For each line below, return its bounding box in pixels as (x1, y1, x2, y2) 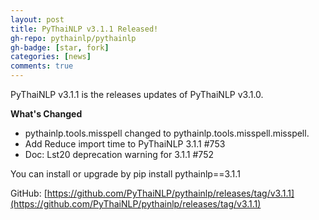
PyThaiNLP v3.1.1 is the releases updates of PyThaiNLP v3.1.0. (10, 89, 264, 100)
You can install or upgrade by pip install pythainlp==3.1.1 (10, 168, 241, 180)
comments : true (10, 61, 74, 71)
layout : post (10, 14, 65, 25)
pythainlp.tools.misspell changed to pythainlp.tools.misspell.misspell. (24, 127, 310, 139)
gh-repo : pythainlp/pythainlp (10, 33, 137, 43)
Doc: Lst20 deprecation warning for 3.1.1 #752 (24, 149, 214, 160)
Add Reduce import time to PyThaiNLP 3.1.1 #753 (24, 138, 226, 150)
